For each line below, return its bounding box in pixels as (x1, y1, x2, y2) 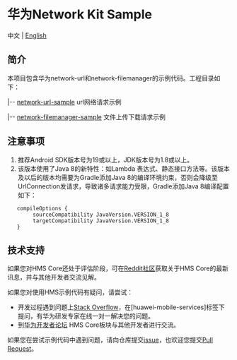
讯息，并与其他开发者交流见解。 (7, 273, 100, 282)
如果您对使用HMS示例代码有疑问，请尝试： (7, 288, 134, 296)
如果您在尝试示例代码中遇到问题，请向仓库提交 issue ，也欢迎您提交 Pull (7, 336, 214, 344)
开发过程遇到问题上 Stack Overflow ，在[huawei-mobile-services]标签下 (17, 303, 225, 311)
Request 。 (7, 344, 37, 353)
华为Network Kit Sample (7, 6, 153, 23)
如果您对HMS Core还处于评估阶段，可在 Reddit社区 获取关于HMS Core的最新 (7, 264, 229, 272)
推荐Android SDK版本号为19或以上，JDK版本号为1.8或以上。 (17, 155, 194, 164)
